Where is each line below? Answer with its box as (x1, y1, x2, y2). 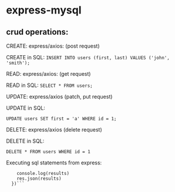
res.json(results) (16, 176, 62, 181)
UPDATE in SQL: (6, 105, 46, 112)
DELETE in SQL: (6, 137, 45, 144)
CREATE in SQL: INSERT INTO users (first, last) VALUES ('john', (6, 54, 170, 60)
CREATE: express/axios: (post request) (6, 42, 100, 49)
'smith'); (6, 60, 31, 66)
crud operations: (6, 27, 69, 37)
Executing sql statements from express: (6, 159, 102, 166)
